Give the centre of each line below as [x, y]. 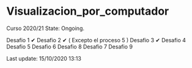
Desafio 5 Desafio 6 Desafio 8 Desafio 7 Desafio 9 [70, 47]
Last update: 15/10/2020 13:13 [44, 58]
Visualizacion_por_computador [88, 11]
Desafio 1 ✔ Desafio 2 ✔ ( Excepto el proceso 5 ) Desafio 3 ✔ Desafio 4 [96, 40]
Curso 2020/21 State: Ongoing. [45, 28]
